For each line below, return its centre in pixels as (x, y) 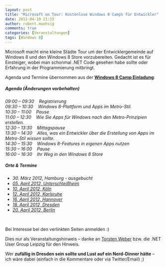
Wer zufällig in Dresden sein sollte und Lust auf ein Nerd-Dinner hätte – (80, 254)
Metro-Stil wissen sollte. (30, 138)
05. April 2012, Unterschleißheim (46, 183)
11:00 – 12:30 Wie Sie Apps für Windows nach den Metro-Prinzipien (76, 117)
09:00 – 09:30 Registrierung (36, 101)
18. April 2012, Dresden (36, 204)
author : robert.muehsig (30, 24)
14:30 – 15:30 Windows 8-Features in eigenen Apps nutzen (67, 143)
